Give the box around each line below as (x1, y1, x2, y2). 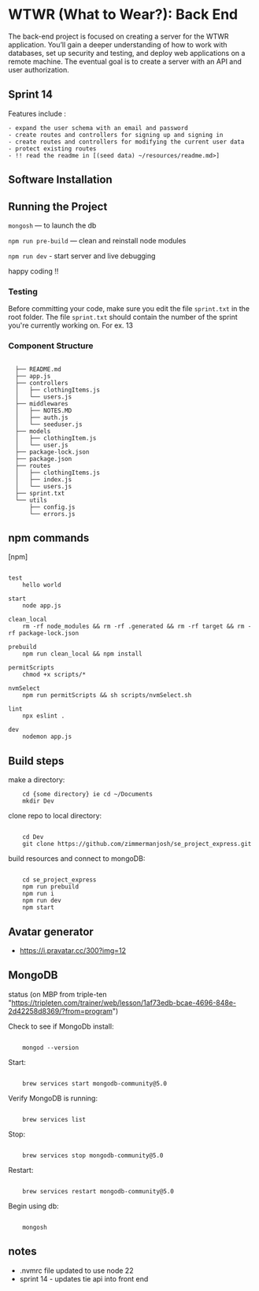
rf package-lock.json (8, 629, 80, 637)
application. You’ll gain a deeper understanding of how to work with (8, 39, 228, 49)
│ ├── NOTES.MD (15, 406, 72, 414)
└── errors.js (28, 510, 76, 518)
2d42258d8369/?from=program (8, 1006, 113, 1015)
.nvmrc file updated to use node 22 (19, 1266, 134, 1275)
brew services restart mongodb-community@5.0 (22, 1187, 175, 1195)
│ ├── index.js (15, 475, 72, 484)
